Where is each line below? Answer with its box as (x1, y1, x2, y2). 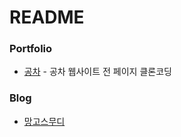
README (9, 6, 85, 29)
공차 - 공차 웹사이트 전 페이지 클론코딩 (23, 66, 172, 78)
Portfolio (9, 42, 53, 56)
